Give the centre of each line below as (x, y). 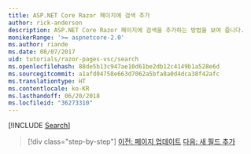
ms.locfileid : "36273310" (50, 103)
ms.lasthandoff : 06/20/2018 (54, 96)
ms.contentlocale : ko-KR (49, 88)
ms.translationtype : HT (47, 81)
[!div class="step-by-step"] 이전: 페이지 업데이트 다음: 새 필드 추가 (131, 141)
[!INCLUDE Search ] (39, 126)
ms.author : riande (38, 45)
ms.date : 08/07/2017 (42, 52)
